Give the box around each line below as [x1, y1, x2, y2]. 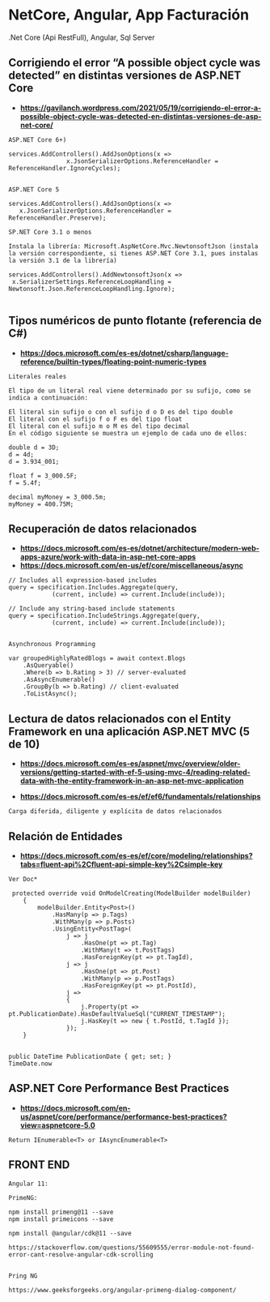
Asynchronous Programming [8, 640, 95, 649]
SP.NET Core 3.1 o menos [8, 228, 92, 236]
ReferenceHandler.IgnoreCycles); [8, 164, 121, 172]
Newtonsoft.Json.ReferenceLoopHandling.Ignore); [8, 285, 175, 293]
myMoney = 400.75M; [8, 500, 74, 508]
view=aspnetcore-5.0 [19, 1120, 95, 1130]
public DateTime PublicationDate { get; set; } [8, 1052, 172, 1060]
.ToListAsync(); [23, 690, 78, 698]
